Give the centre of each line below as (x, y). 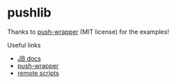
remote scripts (38, 73)
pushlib (30, 13)
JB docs (29, 58)
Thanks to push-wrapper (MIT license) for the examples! (88, 32)
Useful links (24, 45)
